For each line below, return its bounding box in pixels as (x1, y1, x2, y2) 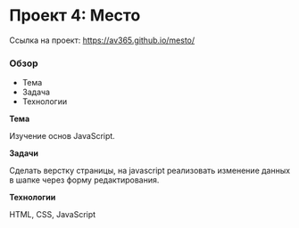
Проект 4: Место (9, 5, 141, 26)
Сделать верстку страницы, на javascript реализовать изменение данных (9, 166, 291, 176)
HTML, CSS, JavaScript (9, 209, 96, 220)
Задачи (9, 148, 38, 159)
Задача (21, 86, 51, 98)
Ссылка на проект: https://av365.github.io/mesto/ (9, 35, 195, 45)
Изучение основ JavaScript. (9, 131, 116, 142)
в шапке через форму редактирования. (9, 175, 160, 185)
